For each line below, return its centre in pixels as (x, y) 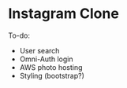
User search (39, 50)
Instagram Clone (64, 14)
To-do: (19, 35)
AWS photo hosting (51, 67)
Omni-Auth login (46, 59)
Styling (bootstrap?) (52, 75)
